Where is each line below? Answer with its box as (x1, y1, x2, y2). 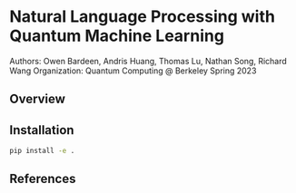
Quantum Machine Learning (9, 25, 225, 46)
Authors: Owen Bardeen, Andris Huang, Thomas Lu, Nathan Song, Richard (9, 55, 288, 66)
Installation (9, 122, 74, 138)
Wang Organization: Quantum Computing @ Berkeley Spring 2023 (9, 65, 257, 76)
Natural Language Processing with (9, 6, 275, 27)
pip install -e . (9, 147, 75, 156)
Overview (9, 92, 66, 107)
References (9, 171, 76, 187)
